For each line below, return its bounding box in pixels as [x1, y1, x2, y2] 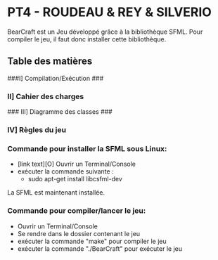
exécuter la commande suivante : [17, 167, 114, 176]
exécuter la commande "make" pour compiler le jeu [17, 237, 167, 245]
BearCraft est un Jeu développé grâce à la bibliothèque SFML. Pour [7, 27, 203, 36]
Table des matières [7, 56, 93, 67]
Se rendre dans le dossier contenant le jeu [17, 229, 141, 238]
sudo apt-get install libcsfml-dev [27, 175, 123, 183]
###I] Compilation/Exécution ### [7, 74, 104, 82]
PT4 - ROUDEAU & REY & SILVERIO [7, 4, 212, 20]
